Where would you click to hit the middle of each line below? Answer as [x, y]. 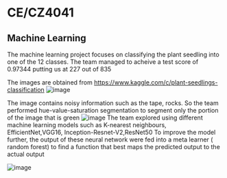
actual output [26, 154]
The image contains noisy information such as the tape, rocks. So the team [113, 103]
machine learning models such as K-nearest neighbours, [87, 125]
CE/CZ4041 [40, 13]
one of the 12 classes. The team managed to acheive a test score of [103, 62]
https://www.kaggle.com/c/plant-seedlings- [156, 82]
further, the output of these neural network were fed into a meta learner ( [110, 140]
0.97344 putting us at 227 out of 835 [59, 69]
